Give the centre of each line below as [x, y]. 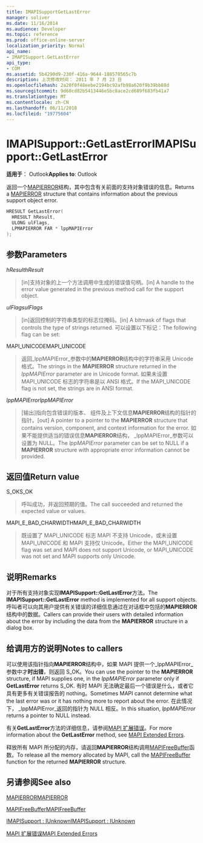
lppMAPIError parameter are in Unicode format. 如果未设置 [94, 374]
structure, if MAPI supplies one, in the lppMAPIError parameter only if [93, 678]
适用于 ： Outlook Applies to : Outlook [52, 174]
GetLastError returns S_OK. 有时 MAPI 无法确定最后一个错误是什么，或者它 [100, 686]
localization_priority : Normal [46, 46]
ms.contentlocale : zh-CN [38, 102]
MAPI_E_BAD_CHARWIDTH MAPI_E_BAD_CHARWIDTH [74, 523]
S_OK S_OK [20, 492]
